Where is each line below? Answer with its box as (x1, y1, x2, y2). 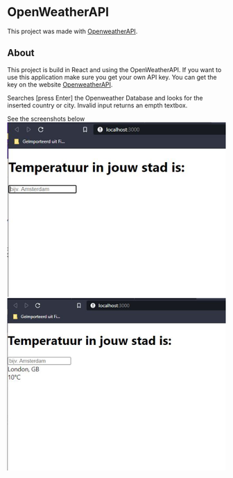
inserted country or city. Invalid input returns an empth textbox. (7, 101, 188, 109)
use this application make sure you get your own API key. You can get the (7, 73, 217, 81)
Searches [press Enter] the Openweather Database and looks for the (7, 94, 203, 102)
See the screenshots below (7, 114, 85, 123)
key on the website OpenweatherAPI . (7, 80, 113, 89)
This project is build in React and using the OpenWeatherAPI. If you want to (7, 65, 222, 73)
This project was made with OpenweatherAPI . (7, 27, 138, 35)
